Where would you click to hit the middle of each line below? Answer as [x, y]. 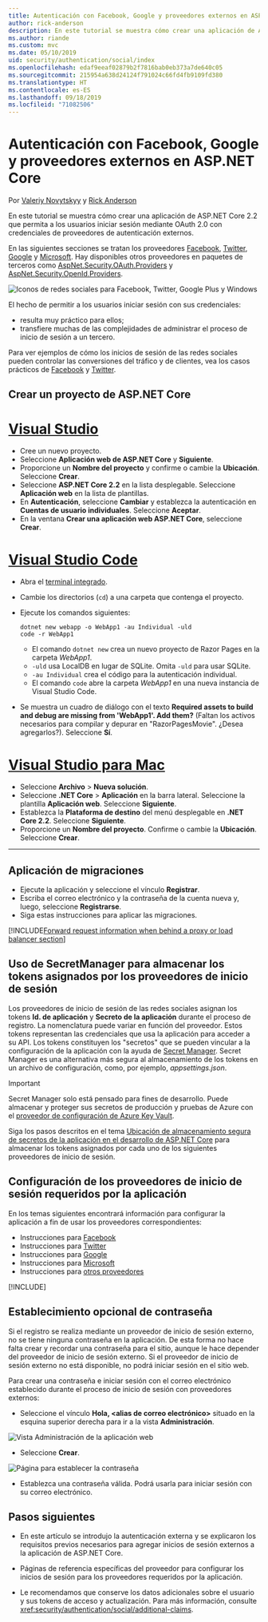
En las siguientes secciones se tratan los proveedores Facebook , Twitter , [128, 248]
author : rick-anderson [46, 23]
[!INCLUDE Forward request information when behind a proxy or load [121, 930]
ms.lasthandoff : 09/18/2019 [55, 97]
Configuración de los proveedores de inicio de [125, 1182]
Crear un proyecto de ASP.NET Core [100, 395]
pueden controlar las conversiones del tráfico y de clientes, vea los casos [129, 361]
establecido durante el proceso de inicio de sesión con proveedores [120, 1389]
